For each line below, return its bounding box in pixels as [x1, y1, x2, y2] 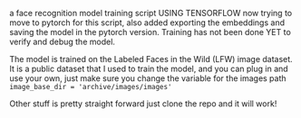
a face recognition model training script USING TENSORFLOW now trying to [9, 8, 293, 18]
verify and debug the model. [9, 36, 116, 47]
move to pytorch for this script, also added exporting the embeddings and [9, 17, 286, 28]
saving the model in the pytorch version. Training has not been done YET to [9, 27, 292, 37]
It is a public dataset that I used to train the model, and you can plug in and [9, 63, 288, 74]
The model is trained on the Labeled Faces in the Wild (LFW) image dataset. [9, 54, 293, 64]
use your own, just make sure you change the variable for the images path [9, 73, 287, 84]
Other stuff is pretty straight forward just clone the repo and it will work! [9, 98, 277, 109]
